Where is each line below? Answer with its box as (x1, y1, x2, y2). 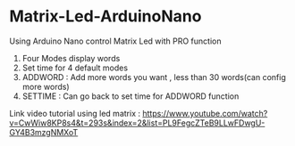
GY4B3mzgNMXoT (9, 126, 79, 137)
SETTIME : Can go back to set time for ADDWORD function (21, 91, 240, 101)
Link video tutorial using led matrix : (9, 108, 141, 118)
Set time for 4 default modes (21, 62, 128, 73)
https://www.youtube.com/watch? (142, 108, 268, 118)
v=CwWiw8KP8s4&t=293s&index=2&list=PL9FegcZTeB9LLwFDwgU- (9, 118, 265, 128)
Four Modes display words (21, 53, 121, 63)
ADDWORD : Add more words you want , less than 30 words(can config (21, 71, 286, 82)
